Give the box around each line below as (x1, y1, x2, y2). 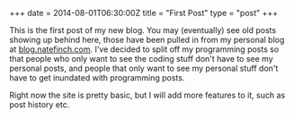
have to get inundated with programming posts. (9, 72, 185, 83)
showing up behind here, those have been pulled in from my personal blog (9, 35, 285, 45)
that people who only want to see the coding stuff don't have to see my (9, 54, 274, 64)
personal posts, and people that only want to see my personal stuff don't (9, 63, 279, 73)
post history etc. (9, 99, 70, 110)
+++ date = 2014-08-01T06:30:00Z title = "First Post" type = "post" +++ (9, 8, 279, 18)
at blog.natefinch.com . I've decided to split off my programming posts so (9, 44, 280, 55)
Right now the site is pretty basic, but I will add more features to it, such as (9, 89, 286, 100)
